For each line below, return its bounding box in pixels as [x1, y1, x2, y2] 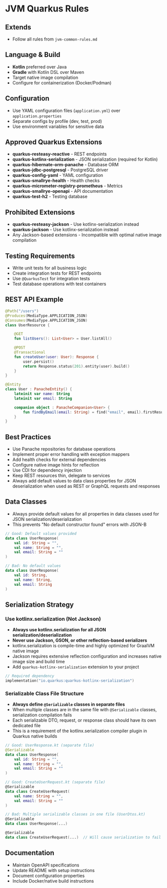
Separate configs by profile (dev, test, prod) [12, 118, 102, 124]
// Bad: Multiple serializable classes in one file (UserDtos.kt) [5, 812, 146, 817]
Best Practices [5, 433, 51, 441]
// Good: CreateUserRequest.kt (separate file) [5, 780, 106, 785]
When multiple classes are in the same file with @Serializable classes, [12, 707, 157, 713]
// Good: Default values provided [5, 531, 77, 536]
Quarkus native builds [12, 733, 57, 739]
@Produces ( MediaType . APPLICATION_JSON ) [5, 313, 88, 318]
